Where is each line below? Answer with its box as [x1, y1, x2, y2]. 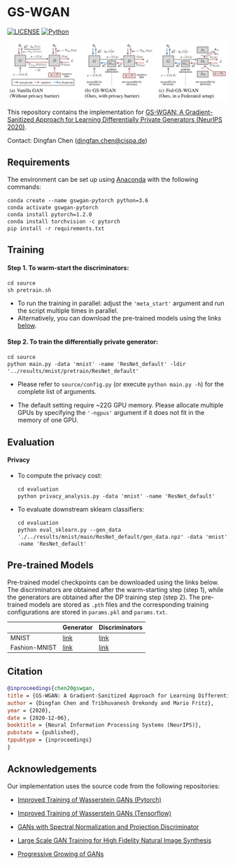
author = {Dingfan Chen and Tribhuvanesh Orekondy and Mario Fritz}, [7, 699, 215, 707]
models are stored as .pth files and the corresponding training [29, 600, 209, 609]
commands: [7, 183, 42, 191]
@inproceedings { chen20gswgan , [7, 685, 96, 692]
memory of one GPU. [17, 416, 78, 424]
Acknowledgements [7, 764, 97, 775]
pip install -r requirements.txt [7, 225, 105, 232]
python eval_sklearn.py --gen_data [17, 526, 122, 533]
